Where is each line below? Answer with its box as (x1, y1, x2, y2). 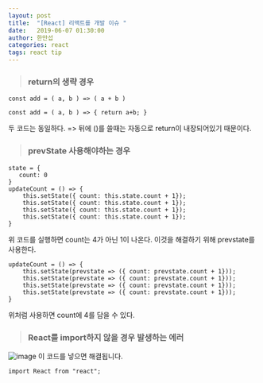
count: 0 (18, 171, 48, 179)
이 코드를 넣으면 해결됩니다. (38, 351, 123, 361)
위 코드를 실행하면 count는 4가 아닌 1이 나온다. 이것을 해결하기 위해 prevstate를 (8, 234, 256, 244)
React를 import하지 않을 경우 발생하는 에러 (27, 331, 184, 342)
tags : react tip (8, 48, 62, 56)
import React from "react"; (8, 367, 102, 375)
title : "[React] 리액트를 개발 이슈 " (8, 19, 127, 27)
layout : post (8, 11, 52, 20)
